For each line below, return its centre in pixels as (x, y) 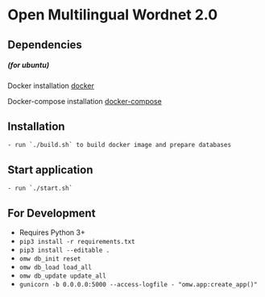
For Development (52, 213)
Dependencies (45, 45)
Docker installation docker (51, 86)
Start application (50, 170)
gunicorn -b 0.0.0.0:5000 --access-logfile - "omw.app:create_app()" (139, 284)
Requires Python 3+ (52, 232)
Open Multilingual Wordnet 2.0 (113, 15)
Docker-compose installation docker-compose (85, 101)
